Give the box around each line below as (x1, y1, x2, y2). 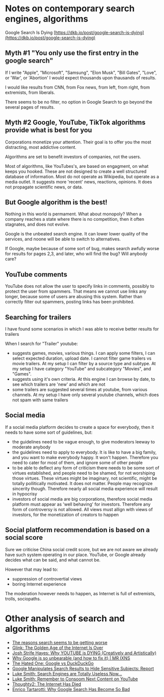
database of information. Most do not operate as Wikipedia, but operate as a (5, 173, 159, 179)
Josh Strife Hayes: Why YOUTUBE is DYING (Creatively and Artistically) (12, 650, 157, 656)
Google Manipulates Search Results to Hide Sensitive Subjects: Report (12, 665, 154, 671)
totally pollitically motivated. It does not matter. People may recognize (12, 480, 153, 486)
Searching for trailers (5, 313, 71, 321)
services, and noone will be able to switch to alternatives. (5, 236, 121, 242)
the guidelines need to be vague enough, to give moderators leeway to (12, 439, 155, 444)
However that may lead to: (5, 566, 58, 572)
